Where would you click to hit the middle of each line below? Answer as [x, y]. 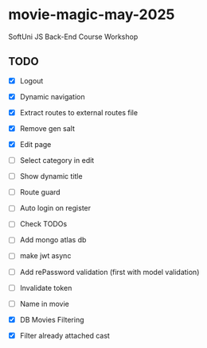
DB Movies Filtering [52, 319]
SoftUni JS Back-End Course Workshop [73, 37]
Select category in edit [57, 160]
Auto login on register [55, 208]
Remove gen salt [47, 128]
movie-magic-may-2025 [92, 15]
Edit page [35, 144]
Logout [31, 80]
